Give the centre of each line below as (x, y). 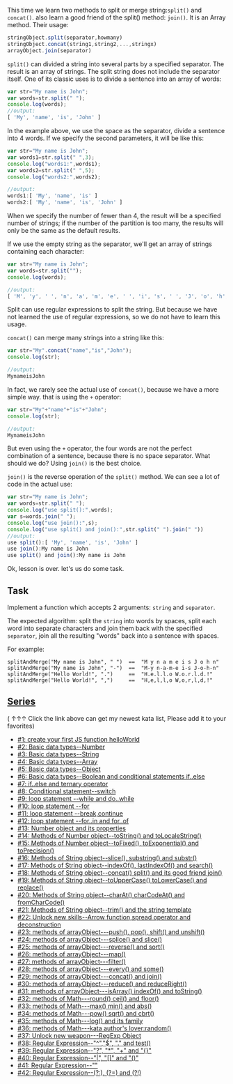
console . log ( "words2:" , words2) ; (54, 177)
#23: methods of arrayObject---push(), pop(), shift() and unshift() (111, 932)
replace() (30, 887)
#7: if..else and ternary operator (63, 784)
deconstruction (39, 924)
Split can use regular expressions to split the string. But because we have (112, 310)
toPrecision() (35, 850)
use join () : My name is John (48, 549)
